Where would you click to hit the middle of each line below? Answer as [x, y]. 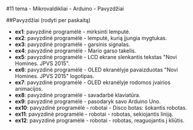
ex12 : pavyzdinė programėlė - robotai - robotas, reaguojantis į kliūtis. [99, 120]
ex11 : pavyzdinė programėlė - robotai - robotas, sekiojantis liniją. [94, 114]
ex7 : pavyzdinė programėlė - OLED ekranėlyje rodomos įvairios [93, 82]
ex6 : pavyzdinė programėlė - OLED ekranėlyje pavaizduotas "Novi [96, 70]
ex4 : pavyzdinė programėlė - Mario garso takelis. [75, 51]
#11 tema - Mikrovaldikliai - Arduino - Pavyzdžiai [65, 9]
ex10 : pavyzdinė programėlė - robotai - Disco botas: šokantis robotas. [101, 108]
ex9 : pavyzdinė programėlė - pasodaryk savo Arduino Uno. [88, 101]
